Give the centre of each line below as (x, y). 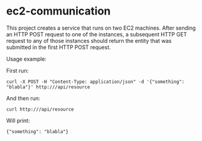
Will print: (18, 120)
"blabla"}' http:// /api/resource (48, 87)
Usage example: (27, 59)
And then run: (23, 98)
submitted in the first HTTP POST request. (59, 47)
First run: (17, 70)
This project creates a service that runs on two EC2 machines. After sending (101, 28)
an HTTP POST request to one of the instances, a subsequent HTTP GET (97, 34)
